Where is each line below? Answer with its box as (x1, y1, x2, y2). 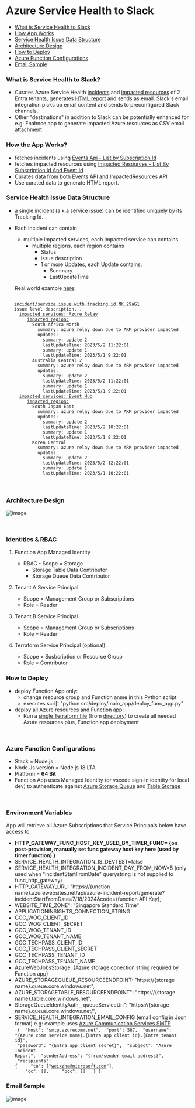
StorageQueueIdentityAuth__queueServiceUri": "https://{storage (14, 1001, 169, 1008)
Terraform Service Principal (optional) (14, 642, 106, 649)
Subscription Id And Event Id (14, 166, 83, 173)
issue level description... (13, 306, 82, 312)
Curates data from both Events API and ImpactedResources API (14, 173, 168, 180)
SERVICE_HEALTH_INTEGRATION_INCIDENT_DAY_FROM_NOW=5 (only (14, 864, 187, 871)
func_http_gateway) (14, 877, 62, 884)
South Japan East (32, 403, 75, 410)
